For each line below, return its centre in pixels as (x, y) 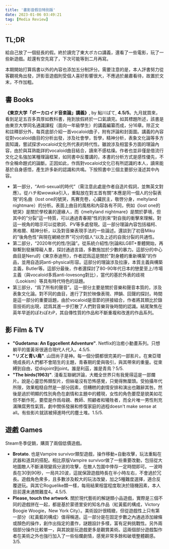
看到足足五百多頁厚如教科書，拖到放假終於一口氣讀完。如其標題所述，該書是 (84, 119)
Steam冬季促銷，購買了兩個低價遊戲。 (45, 443)
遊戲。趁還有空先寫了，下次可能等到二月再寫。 (62, 59)
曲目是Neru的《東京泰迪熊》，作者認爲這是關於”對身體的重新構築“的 (82, 256)
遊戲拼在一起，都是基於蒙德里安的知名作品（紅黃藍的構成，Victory (91, 504)
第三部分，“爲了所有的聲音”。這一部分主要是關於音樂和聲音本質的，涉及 (87, 287)
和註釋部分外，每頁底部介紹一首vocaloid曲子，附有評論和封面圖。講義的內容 (84, 131)
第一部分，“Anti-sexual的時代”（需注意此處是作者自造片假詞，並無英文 (86, 186)
